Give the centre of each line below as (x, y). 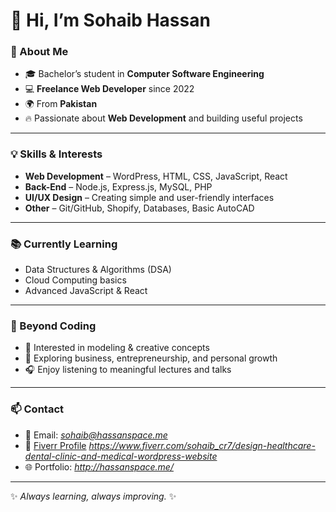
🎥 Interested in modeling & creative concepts (117, 348)
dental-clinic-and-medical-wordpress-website (121, 456)
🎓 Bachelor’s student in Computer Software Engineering (144, 74)
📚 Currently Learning (64, 244)
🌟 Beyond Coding (53, 326)
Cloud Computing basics (75, 280)
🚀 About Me (39, 52)
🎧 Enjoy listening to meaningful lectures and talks (128, 370)
